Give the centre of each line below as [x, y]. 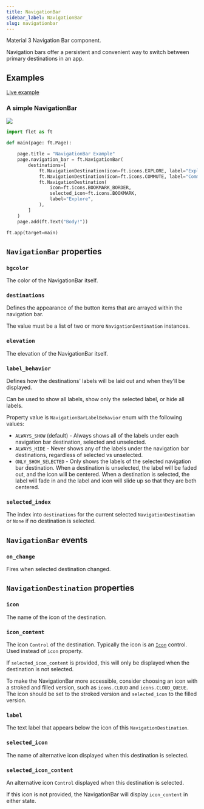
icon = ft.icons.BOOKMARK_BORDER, [90, 188]
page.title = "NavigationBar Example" [66, 154]
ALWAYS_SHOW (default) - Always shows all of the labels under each [97, 436]
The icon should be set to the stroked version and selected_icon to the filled [102, 694]
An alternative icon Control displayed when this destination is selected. [95, 782]
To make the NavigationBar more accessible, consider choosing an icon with [102, 681]
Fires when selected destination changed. [59, 569]
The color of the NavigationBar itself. [52, 280]
